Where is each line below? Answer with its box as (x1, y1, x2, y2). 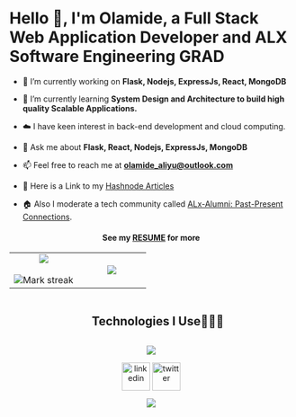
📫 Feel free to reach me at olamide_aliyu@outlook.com (22, 159, 234, 170)
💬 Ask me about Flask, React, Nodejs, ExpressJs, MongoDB (22, 141, 247, 152)
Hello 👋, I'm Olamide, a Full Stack (9, 8, 259, 29)
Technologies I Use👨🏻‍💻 (91, 314, 225, 329)
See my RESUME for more (102, 232, 201, 243)
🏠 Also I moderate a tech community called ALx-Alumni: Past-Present (22, 198, 283, 209)
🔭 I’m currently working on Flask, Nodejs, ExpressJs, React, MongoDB (22, 75, 287, 86)
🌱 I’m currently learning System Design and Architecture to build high (22, 93, 285, 104)
